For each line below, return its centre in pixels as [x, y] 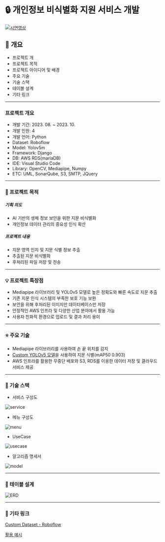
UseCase [21, 436]
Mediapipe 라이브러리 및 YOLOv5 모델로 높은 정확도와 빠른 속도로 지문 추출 [85, 292]
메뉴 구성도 [23, 417]
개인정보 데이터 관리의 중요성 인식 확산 [49, 224]
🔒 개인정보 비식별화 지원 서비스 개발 [72, 10]
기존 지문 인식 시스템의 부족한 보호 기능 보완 [54, 299]
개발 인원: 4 [24, 131]
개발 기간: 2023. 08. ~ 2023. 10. [44, 125]
